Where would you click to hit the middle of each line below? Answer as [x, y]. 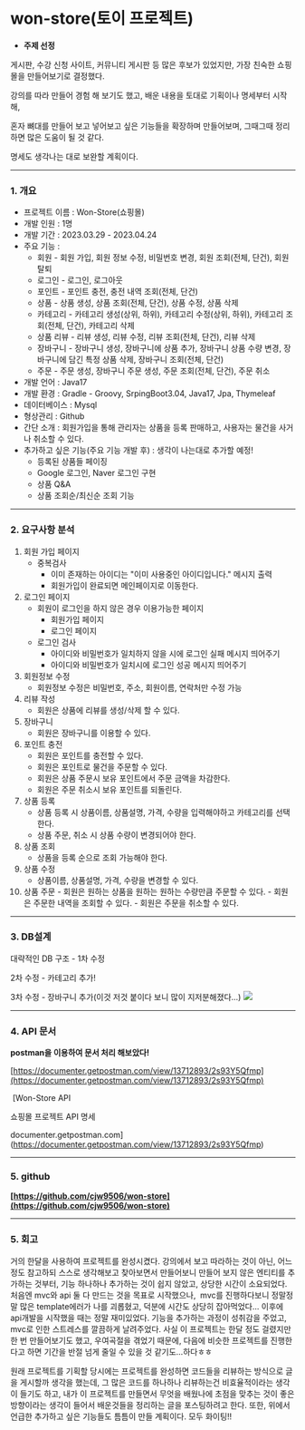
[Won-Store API [42, 1098]
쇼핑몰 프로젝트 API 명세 [53, 1117]
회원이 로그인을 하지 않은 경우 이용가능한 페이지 [120, 608]
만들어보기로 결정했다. [66, 76]
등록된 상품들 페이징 [72, 462]
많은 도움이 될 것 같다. [66, 137]
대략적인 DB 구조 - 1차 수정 [58, 958]
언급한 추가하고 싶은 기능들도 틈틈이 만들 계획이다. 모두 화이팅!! [121, 1416]
